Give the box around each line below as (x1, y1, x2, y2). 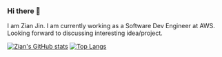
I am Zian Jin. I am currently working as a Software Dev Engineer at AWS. (7, 22, 216, 30)
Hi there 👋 (7, 6, 41, 16)
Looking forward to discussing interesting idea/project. (7, 29, 163, 37)
